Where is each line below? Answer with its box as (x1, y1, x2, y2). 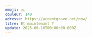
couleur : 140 (5, 12, 32, 17)
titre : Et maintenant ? (5, 21, 54, 26)
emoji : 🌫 (5, 7, 25, 12)
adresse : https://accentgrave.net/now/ (5, 16, 88, 21)
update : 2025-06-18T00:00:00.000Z (5, 26, 77, 31)
